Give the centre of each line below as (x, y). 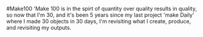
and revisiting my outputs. (39, 27)
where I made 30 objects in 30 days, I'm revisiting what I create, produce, (99, 21)
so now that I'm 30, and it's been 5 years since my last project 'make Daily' (100, 15)
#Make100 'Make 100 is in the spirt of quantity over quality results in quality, (101, 9)
